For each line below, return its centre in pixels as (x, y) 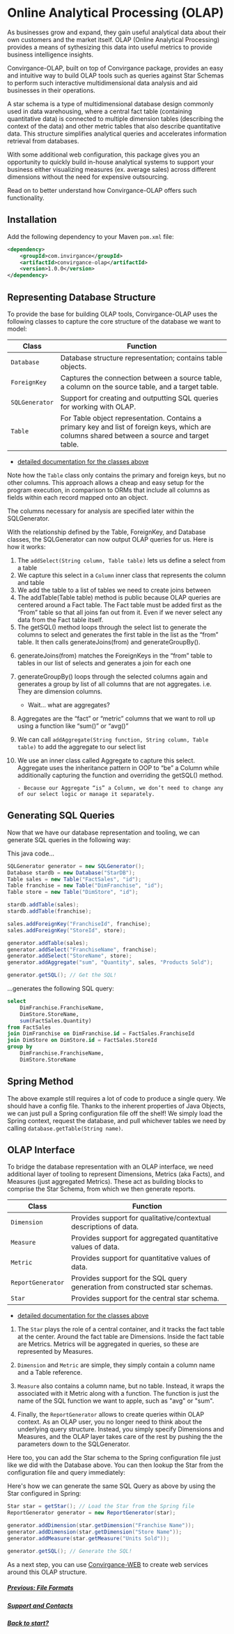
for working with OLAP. (98, 407)
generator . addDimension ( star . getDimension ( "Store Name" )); (95, 1532)
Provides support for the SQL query (129, 1278)
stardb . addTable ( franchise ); (49, 911)
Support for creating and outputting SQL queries (139, 398)
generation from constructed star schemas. (142, 1287)
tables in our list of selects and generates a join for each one (104, 663)
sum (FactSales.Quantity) (56, 1021)
